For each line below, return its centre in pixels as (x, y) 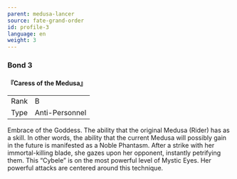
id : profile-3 (28, 27)
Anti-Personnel (60, 113)
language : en (27, 34)
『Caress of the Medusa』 (47, 83)
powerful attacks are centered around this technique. (85, 168)
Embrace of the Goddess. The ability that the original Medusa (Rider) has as (118, 130)
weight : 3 (22, 40)
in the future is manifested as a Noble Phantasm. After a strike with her (111, 146)
